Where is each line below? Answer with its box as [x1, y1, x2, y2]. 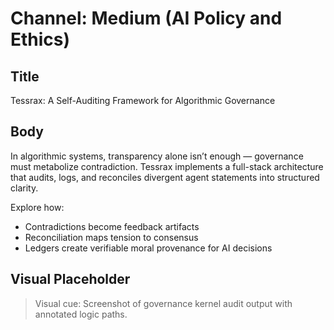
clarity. [10, 182, 39, 194]
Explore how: [10, 201, 65, 213]
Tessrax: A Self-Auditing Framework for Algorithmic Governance [10, 95, 276, 106]
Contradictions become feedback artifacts [24, 220, 200, 232]
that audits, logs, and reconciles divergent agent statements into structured [10, 171, 320, 183]
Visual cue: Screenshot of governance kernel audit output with [34, 297, 293, 309]
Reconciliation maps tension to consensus [24, 231, 199, 243]
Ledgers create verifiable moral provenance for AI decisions [24, 242, 273, 254]
